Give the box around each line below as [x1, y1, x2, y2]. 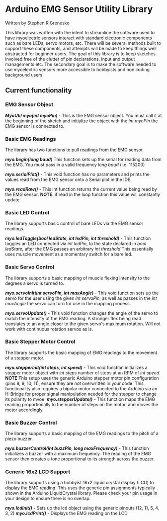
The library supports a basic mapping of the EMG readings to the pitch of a [5, 431, 159, 436]
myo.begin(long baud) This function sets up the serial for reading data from [5, 156, 162, 162]
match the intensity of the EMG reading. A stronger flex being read [5, 315, 142, 321]
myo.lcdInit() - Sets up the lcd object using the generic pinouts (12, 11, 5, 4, [5, 505, 160, 511]
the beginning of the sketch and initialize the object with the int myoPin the [5, 118, 158, 124]
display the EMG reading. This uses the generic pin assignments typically [5, 485, 156, 491]
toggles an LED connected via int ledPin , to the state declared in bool [5, 241, 147, 247]
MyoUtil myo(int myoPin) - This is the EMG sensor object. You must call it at [5, 112, 162, 118]
